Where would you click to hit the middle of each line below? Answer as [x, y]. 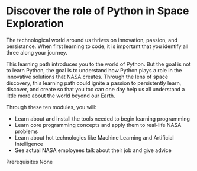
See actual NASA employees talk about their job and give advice [93, 150]
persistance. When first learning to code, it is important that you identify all [97, 46]
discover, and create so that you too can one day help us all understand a [96, 89]
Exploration [35, 23]
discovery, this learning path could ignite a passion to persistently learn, [94, 83]
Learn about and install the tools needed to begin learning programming [102, 118]
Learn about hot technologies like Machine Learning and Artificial [94, 137]
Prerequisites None [30, 161]
